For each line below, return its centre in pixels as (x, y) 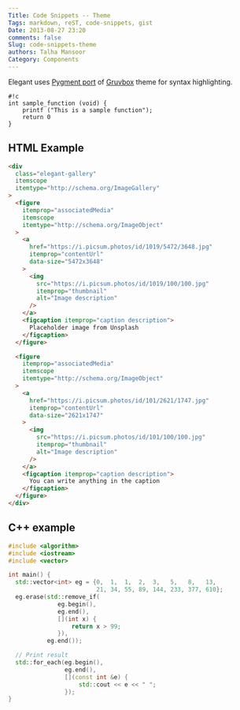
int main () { (30, 575)
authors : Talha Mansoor (47, 52)
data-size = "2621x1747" (66, 415)
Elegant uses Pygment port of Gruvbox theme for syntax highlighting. (120, 82)
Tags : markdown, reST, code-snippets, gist (81, 23)
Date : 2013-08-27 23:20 (47, 30)
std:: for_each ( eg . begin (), (59, 663)
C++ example (42, 528)
